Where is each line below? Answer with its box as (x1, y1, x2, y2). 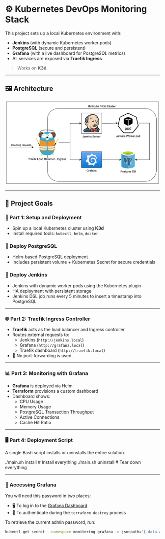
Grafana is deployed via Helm (12, 383, 73, 389)
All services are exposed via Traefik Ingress (12, 55, 102, 61)
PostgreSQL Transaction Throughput (19, 409, 94, 415)
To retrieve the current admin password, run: (5, 519, 96, 525)
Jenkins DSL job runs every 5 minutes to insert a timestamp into (12, 293, 141, 299)
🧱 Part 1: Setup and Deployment (5, 214, 82, 221)
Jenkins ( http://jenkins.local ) (19, 337, 84, 343)
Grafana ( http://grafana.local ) (19, 342, 84, 348)
